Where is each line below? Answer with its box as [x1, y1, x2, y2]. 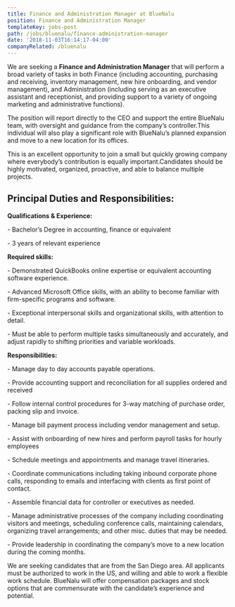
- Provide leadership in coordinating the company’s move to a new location [7, 540, 224, 548]
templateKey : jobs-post [7, 23, 77, 30]
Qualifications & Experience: [7, 211, 93, 220]
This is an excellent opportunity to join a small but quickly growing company [7, 150, 227, 158]
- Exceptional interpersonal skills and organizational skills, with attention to [7, 308, 224, 317]
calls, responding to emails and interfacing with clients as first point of [7, 476, 211, 485]
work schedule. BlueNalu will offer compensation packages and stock [7, 576, 210, 584]
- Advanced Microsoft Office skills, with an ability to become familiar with [7, 287, 220, 296]
